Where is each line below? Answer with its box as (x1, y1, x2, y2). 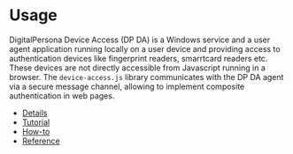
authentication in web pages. (9, 90, 115, 101)
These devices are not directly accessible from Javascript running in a (9, 62, 266, 73)
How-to (21, 126, 50, 136)
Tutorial (21, 116, 50, 128)
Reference (21, 136, 60, 146)
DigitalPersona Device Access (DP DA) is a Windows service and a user (9, 34, 271, 45)
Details (21, 107, 48, 118)
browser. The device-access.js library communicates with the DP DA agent (9, 71, 284, 82)
